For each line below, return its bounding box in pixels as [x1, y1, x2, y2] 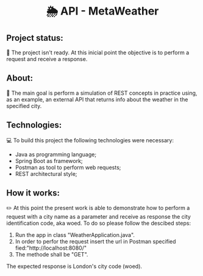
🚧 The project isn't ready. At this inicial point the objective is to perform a [6, 49, 190, 56]
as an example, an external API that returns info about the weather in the [6, 95, 188, 103]
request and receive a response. [6, 56, 88, 62]
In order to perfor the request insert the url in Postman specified [15, 238, 176, 245]
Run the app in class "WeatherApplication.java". [15, 231, 135, 239]
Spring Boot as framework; [15, 157, 84, 164]
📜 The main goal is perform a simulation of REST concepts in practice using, [6, 89, 198, 96]
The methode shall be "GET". [15, 251, 88, 258]
